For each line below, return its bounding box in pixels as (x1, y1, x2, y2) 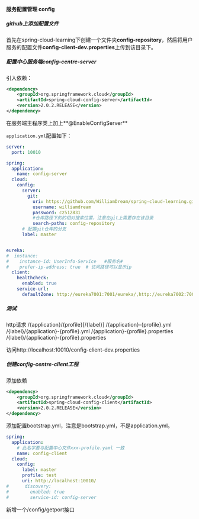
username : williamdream (32, 204, 92, 210)
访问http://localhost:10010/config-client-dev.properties (6, 346, 140, 353)
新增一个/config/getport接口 (6, 506, 75, 513)
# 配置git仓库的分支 (21, 226, 66, 232)
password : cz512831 (32, 209, 81, 215)
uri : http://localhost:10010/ (21, 478, 97, 484)
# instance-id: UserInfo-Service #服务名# (6, 258, 123, 265)
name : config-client (17, 450, 68, 456)
